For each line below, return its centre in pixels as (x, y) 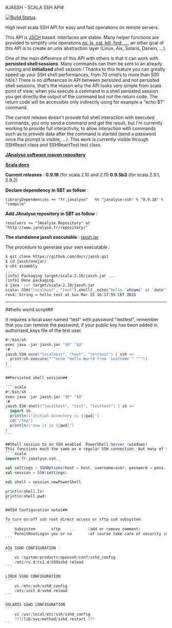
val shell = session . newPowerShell (43, 482)
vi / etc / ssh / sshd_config (41, 586)
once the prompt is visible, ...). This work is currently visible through (77, 139)
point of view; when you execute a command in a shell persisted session (82, 91)
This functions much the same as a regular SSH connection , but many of (84, 449)
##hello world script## (29, 309)
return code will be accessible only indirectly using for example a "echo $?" (85, 102)
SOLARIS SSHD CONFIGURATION (35, 605)
